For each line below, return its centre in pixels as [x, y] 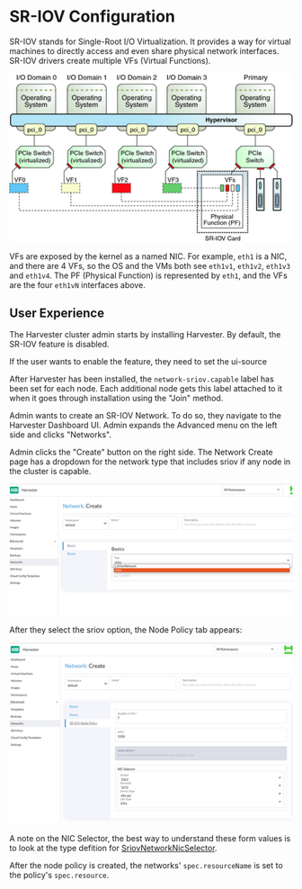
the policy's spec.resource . [59, 875]
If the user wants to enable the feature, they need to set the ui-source [138, 362]
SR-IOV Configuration [92, 17]
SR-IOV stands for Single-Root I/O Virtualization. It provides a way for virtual [150, 41]
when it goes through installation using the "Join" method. [116, 399]
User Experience [57, 313]
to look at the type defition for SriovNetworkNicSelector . [113, 848]
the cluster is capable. [50, 471]
